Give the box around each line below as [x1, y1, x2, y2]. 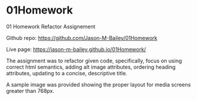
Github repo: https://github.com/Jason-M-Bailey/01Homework [6, 34, 158, 41]
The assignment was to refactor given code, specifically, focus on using [6, 57, 182, 64]
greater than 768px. [6, 87, 55, 94]
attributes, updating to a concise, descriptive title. [6, 69, 128, 76]
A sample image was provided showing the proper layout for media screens [6, 81, 191, 88]
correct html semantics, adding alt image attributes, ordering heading [6, 63, 176, 71]
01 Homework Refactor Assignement [6, 23, 96, 30]
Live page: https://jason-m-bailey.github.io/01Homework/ [6, 45, 147, 53]
